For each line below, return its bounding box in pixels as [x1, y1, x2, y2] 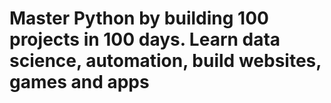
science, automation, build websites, [9, 50, 322, 72]
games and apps [9, 71, 150, 94]
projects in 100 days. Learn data [9, 28, 281, 51]
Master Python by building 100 [9, 7, 269, 30]
